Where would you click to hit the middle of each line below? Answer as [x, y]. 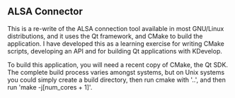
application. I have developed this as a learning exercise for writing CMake [116, 43]
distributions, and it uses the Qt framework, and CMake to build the [105, 36]
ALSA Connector [45, 12]
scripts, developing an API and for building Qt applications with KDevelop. [115, 51]
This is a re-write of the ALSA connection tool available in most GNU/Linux [116, 28]
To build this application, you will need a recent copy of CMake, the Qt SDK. [118, 65]
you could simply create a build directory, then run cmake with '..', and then [117, 80]
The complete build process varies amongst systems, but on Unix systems [116, 72]
